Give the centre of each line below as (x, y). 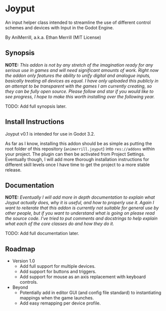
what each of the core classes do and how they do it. (60, 224)
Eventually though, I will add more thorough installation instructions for (77, 159)
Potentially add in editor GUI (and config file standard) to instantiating (90, 293)
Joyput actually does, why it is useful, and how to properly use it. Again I (80, 203)
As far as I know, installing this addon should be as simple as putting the (79, 143)
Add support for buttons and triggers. (58, 272)
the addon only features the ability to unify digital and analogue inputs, (78, 76)
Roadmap (20, 249)
